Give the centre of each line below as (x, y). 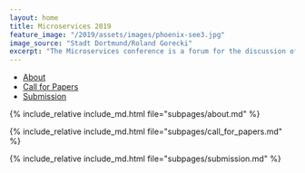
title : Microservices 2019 (60, 26)
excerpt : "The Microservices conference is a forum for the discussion (148, 52)
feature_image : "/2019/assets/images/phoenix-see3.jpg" (117, 34)
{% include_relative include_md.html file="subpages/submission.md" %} (145, 159)
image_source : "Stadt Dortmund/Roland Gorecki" (101, 43)
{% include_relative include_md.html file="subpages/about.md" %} (135, 114)
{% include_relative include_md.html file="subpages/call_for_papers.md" (146, 131)
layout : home (34, 18)
